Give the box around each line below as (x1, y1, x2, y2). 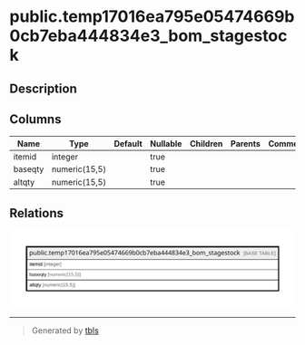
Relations (9, 206, 64, 221)
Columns (9, 111, 62, 127)
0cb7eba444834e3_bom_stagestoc (9, 25, 288, 46)
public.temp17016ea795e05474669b (9, 6, 295, 27)
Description (9, 81, 77, 96)
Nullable (149, 138, 182, 149)
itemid (13, 151, 37, 162)
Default (113, 138, 143, 149)
